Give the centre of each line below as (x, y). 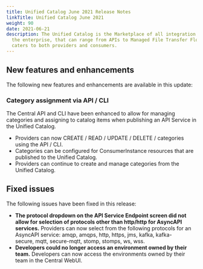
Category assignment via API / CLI (57, 100)
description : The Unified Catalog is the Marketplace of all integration (101, 34)
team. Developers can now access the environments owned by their (100, 254)
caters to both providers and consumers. (65, 46)
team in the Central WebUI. (49, 260)
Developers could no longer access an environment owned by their (101, 247)
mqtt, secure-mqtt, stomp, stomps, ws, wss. (90, 241)
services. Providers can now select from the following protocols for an (103, 228)
